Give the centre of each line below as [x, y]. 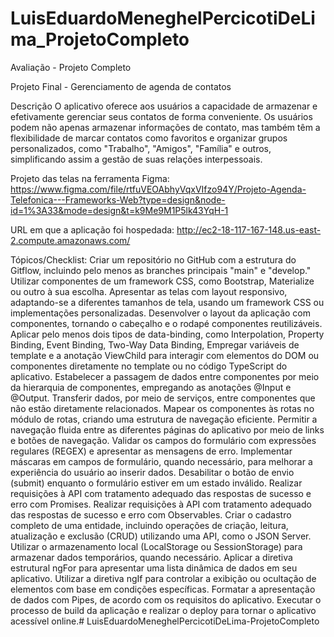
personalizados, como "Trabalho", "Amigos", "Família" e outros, [141, 148]
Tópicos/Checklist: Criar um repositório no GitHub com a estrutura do [153, 259]
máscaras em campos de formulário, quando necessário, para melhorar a [161, 461]
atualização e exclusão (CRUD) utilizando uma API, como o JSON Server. [161, 536]
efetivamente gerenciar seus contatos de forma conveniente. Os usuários [161, 116]
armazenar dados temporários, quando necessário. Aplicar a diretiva [151, 557]
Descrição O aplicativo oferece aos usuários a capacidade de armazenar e [164, 106]
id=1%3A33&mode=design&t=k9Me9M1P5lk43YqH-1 [119, 210]
